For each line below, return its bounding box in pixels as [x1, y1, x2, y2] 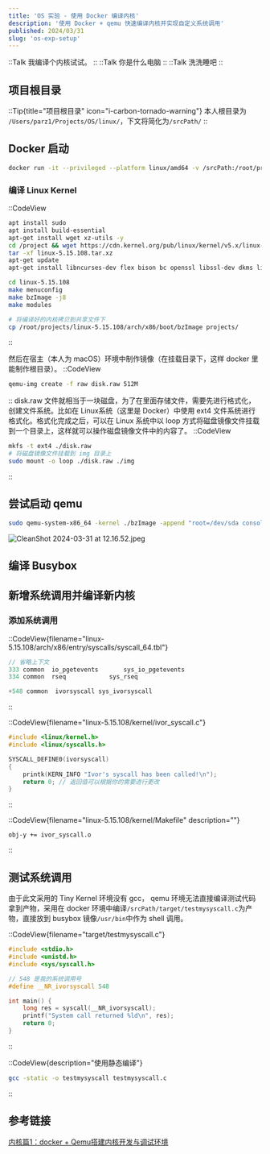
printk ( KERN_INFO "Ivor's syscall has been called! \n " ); [22, 770, 218, 778]
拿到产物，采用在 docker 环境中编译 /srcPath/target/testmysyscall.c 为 [8, 903, 246, 913]
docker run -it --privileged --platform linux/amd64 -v [8, 164, 199, 172]
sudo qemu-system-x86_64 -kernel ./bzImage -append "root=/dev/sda [8, 519, 239, 527]
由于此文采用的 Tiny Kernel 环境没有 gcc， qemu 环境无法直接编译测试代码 [8, 894, 256, 903]
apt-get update [8, 256, 59, 264]
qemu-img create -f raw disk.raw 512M [8, 380, 138, 388]
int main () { [8, 997, 52, 1005]
